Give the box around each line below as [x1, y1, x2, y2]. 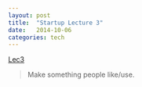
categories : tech [8, 33, 65, 42]
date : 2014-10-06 [8, 26, 72, 34]
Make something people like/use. [27, 70, 135, 79]
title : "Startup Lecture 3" [8, 19, 104, 27]
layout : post [8, 11, 51, 20]
